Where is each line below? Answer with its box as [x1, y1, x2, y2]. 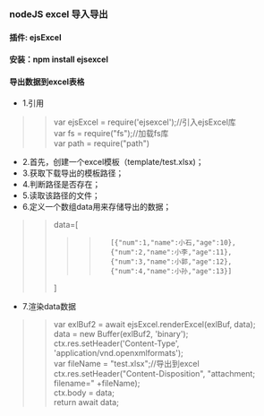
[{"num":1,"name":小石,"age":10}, [110, 238, 236, 247]
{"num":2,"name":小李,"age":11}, [110, 248, 233, 257]
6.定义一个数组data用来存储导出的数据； [21, 202, 172, 212]
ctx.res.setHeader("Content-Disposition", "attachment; [53, 368, 256, 379]
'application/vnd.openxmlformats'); [53, 348, 183, 359]
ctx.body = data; [53, 387, 115, 398]
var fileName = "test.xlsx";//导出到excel [53, 359, 200, 369]
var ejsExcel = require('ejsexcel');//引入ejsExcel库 [53, 117, 237, 127]
